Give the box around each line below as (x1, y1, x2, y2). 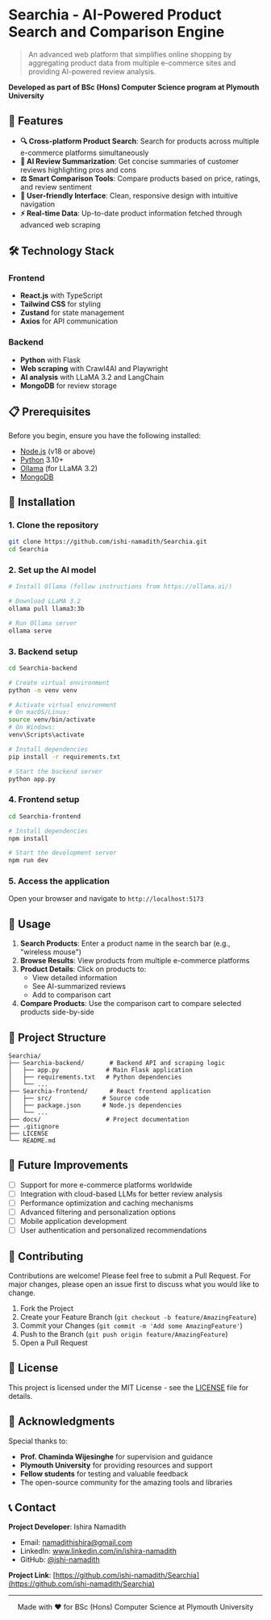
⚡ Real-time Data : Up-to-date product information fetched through (19, 208, 242, 218)
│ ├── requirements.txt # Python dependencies (8, 1073, 182, 1082)
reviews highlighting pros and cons (19, 165, 137, 174)
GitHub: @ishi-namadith (19, 1555, 100, 1564)
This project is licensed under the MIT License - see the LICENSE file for (8, 1382, 248, 1392)
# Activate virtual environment (8, 700, 117, 709)
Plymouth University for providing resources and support (19, 1460, 213, 1470)
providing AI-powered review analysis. (27, 66, 156, 76)
